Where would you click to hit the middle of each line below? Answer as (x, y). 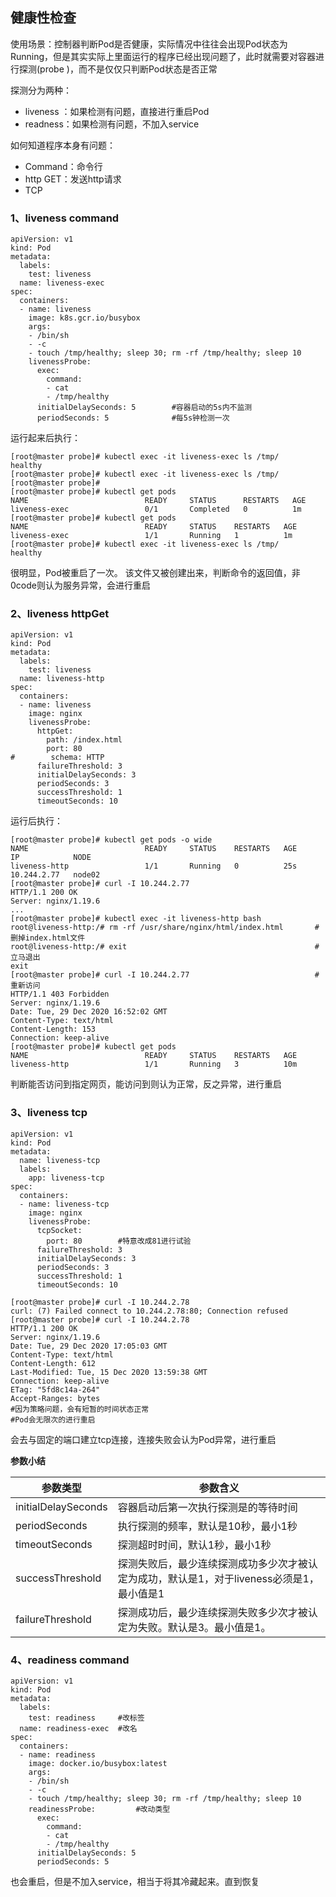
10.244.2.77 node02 (55, 875)
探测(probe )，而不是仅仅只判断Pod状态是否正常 (118, 69)
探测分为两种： (41, 90)
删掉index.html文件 (48, 938)
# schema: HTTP (57, 758)
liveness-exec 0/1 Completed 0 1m (156, 509)
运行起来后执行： (45, 438)
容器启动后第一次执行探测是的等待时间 (207, 1507)
